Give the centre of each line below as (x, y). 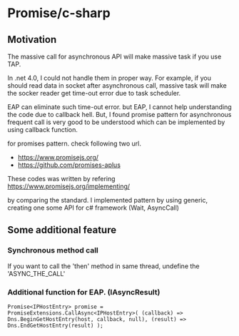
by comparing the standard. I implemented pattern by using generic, (108, 200)
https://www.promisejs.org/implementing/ (69, 186)
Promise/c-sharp (59, 13)
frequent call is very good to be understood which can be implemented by (116, 122)
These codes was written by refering (61, 179)
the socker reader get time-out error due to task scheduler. (94, 93)
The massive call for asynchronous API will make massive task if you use (115, 56)
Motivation (32, 40)
